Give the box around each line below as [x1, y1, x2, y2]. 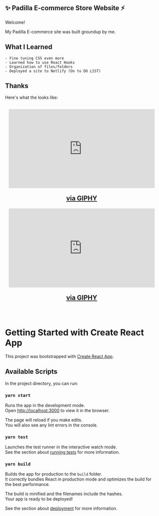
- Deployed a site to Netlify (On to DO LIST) [5, 69, 101, 73]
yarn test [5, 434, 28, 440]
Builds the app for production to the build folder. [5, 471, 103, 477]
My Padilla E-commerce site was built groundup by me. [5, 29, 116, 35]
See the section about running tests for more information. [5, 449, 120, 455]
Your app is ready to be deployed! [5, 496, 73, 502]
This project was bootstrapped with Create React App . [5, 353, 114, 359]
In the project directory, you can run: [5, 380, 78, 386]
